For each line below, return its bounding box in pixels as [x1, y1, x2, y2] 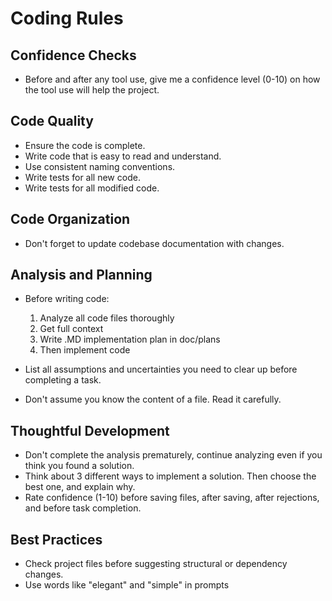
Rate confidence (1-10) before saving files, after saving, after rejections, [24, 492, 320, 504]
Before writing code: [24, 293, 110, 305]
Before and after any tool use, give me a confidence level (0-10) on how [24, 73, 321, 85]
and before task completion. [24, 502, 142, 514]
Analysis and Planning [10, 267, 153, 284]
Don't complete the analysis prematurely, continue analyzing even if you [24, 449, 323, 461]
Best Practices [10, 531, 103, 548]
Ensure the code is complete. [24, 139, 146, 151]
